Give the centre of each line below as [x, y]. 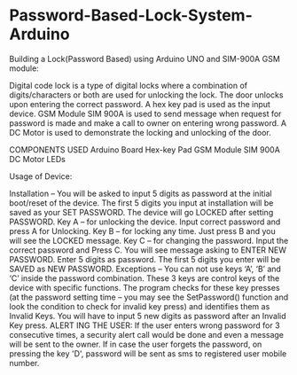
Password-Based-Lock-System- [131, 16]
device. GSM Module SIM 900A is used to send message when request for [145, 113]
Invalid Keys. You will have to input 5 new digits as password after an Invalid [148, 316]
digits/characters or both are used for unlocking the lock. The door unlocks [146, 95]
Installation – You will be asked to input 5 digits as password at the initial [141, 193]
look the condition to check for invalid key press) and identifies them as [140, 306]
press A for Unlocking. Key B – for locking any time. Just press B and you [143, 230]
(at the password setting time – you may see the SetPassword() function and [149, 297]
